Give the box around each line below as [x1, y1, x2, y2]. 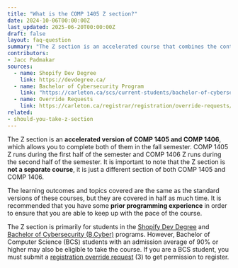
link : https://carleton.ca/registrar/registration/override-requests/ [20, 103, 233, 110]
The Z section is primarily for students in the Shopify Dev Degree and [7, 222, 210, 231]
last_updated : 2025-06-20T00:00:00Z [7, 23, 115, 30]
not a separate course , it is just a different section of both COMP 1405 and [7, 165, 226, 173]
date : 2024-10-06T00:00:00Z [7, 17, 91, 24]
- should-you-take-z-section [7, 115, 93, 122]
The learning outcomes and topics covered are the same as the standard [7, 186, 220, 194]
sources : [7, 63, 33, 70]
